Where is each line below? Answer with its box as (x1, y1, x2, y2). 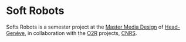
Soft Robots (6, 4, 65, 17)
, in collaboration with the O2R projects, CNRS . (24, 29, 137, 36)
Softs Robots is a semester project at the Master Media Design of (6, 23, 164, 30)
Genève (6, 29, 25, 36)
